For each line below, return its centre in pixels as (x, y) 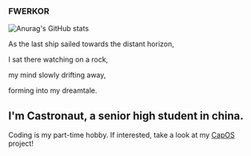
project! (21, 144)
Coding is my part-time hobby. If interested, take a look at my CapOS (122, 135)
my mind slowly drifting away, (57, 75)
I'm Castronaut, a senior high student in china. (126, 116)
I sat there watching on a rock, (58, 60)
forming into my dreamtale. (53, 90)
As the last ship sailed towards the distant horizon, (91, 44)
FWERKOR (29, 11)
